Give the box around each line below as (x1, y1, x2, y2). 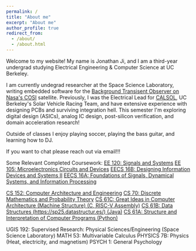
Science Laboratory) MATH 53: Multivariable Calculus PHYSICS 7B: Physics (6, 232, 189, 239)
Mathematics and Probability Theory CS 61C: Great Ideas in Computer (6, 195, 175, 203)
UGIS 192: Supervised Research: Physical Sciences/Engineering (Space (6, 226, 180, 233)
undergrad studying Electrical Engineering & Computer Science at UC (6, 63, 174, 71)
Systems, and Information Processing (6, 178, 97, 185)
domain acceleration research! (6, 119, 80, 126)
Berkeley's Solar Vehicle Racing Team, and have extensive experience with (6, 100, 188, 107)
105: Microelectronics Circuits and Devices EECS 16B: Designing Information (6, 165, 191, 172)
